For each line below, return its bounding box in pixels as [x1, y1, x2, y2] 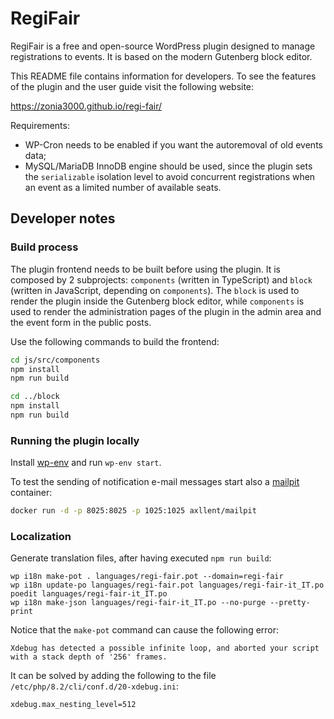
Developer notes [10, 210, 116, 227]
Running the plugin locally [10, 433, 140, 447]
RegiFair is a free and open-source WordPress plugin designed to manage [10, 40, 316, 52]
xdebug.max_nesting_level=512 [10, 700, 137, 710]
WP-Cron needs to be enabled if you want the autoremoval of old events [24, 138, 323, 151]
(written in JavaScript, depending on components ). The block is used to [10, 284, 300, 296]
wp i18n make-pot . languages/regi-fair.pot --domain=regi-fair [10, 572, 284, 582]
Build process [10, 240, 79, 254]
